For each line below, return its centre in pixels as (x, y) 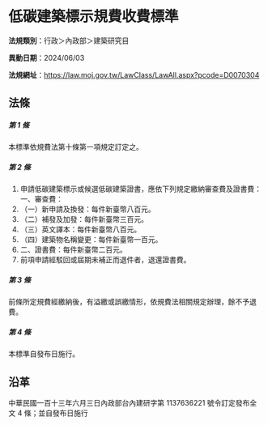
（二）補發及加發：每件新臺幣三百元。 (84, 219)
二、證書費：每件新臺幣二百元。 (73, 250)
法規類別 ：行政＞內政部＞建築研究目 (69, 40)
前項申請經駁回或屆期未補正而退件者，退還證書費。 (105, 260)
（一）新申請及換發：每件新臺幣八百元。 (87, 209)
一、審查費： (41, 199)
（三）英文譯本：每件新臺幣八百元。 (81, 229)
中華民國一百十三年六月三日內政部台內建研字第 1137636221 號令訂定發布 (129, 403)
